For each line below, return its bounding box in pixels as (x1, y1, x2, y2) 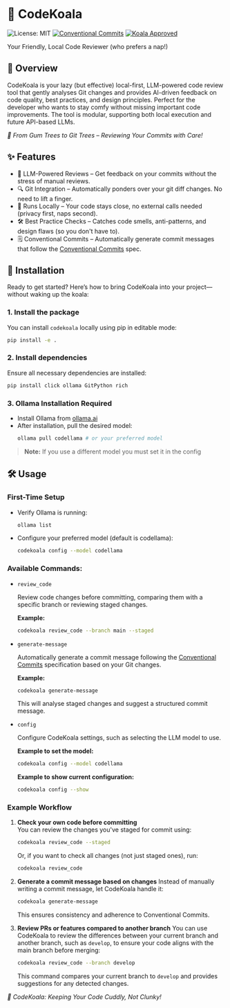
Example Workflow (7, 803, 73, 812)
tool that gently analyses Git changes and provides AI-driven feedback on (7, 88, 218, 96)
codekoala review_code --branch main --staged (17, 627, 154, 634)
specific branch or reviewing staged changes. (17, 600, 148, 608)
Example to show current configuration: (17, 773, 135, 781)
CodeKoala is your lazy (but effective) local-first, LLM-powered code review (7, 81, 224, 89)
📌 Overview (7, 62, 58, 75)
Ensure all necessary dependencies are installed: (7, 368, 147, 377)
